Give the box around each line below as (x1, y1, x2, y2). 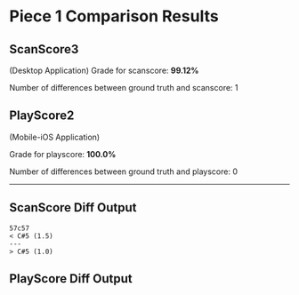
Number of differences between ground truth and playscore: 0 (9, 166, 238, 177)
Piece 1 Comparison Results (9, 6, 220, 27)
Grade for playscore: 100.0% (9, 148, 117, 159)
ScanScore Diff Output (9, 200, 137, 215)
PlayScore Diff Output (9, 271, 133, 286)
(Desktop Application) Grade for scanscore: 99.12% (9, 65, 199, 76)
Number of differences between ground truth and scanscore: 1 (9, 83, 238, 92)
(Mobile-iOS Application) (9, 132, 101, 142)
